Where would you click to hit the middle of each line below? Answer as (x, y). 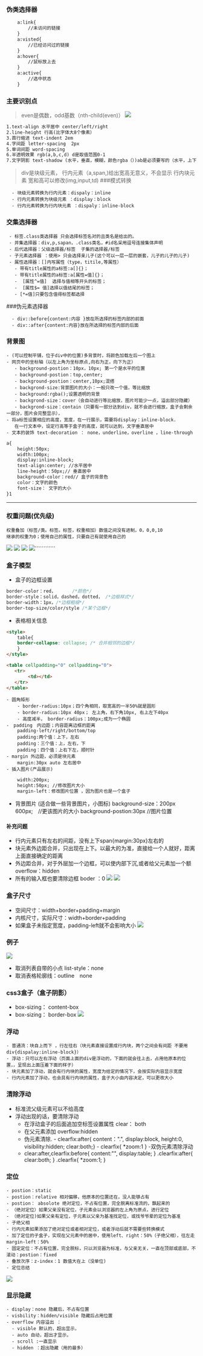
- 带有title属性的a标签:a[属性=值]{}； (59, 275)
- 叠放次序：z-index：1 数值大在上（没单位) (56, 1262)
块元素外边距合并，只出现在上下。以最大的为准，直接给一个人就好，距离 (105, 848)
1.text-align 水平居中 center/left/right (57, 127)
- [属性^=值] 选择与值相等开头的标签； (60, 281)
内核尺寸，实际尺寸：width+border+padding (70, 917)
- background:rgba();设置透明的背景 (57, 394)
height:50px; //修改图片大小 (51, 786)
